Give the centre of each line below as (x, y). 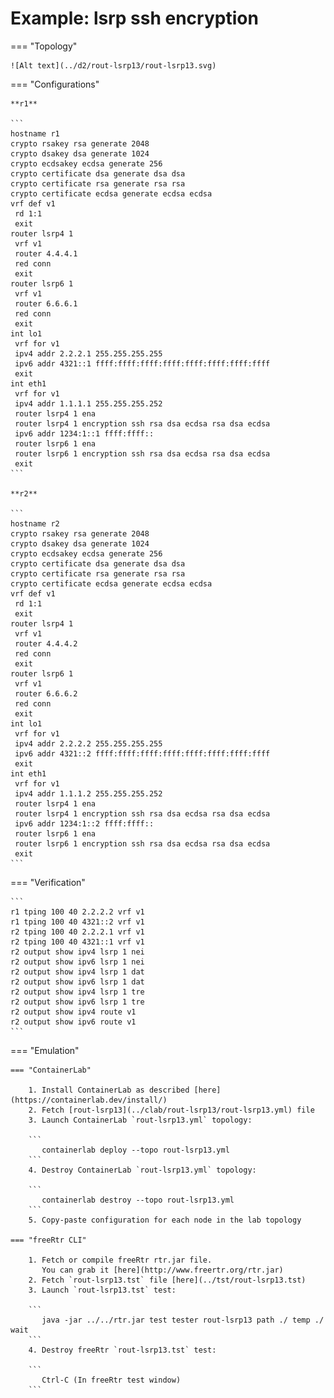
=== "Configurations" (55, 84)
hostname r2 (35, 523)
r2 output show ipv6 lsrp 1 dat (77, 982)
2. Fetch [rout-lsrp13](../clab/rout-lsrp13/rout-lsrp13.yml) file (171, 1110)
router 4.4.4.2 (46, 643)
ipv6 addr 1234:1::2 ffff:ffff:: (84, 823)
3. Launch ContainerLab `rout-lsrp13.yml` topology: (140, 1120)
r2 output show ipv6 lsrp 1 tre (77, 1002)
